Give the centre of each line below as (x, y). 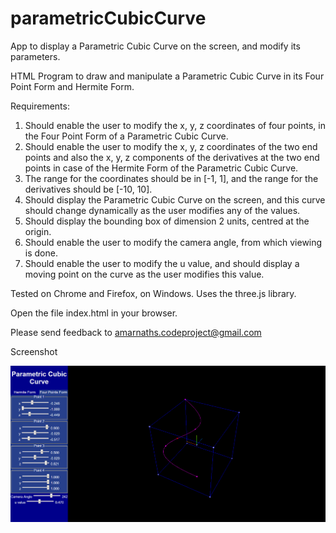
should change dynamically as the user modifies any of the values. (162, 210)
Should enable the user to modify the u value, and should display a (162, 263)
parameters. (35, 56)
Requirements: (40, 106)
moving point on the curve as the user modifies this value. (144, 274)
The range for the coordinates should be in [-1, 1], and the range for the (171, 178)
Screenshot (34, 351)
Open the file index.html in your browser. (94, 313)
